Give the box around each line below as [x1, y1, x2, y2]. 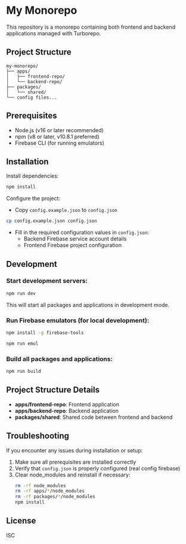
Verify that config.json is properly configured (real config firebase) [14, 464, 181, 472]
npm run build [6, 369, 42, 375]
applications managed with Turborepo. [6, 29, 101, 37]
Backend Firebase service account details [23, 235, 127, 242]
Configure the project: [6, 195, 61, 202]
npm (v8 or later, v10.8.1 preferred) [14, 133, 100, 140]
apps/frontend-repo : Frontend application [14, 400, 119, 408]
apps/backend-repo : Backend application [14, 407, 119, 414]
